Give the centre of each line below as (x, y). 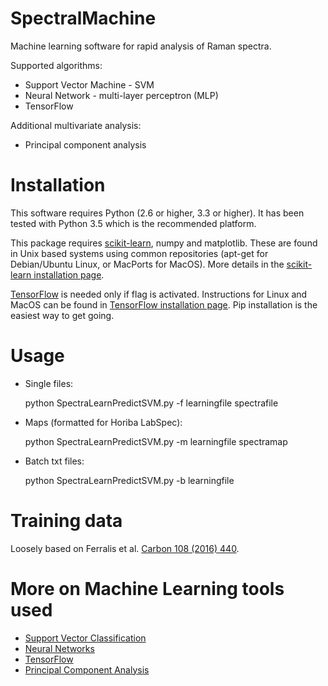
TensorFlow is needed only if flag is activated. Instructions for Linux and (159, 294)
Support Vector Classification (85, 638)
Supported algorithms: (56, 65)
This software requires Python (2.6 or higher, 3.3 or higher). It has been (157, 213)
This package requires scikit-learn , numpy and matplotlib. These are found (164, 243)
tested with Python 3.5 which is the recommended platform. (133, 223)
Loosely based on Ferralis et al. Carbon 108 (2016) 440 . (125, 548)
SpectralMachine (83, 18)
